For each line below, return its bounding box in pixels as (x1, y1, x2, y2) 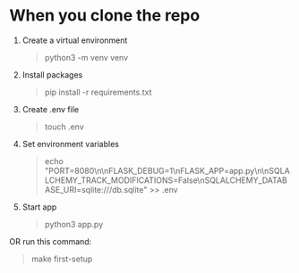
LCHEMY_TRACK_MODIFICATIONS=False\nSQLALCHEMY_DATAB (44, 175, 288, 186)
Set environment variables (21, 138, 119, 149)
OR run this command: (9, 236, 92, 246)
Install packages (21, 69, 83, 80)
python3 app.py (44, 219, 104, 229)
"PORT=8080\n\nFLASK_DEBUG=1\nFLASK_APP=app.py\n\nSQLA (44, 165, 291, 176)
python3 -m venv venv (44, 52, 129, 62)
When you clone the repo (9, 5, 201, 26)
